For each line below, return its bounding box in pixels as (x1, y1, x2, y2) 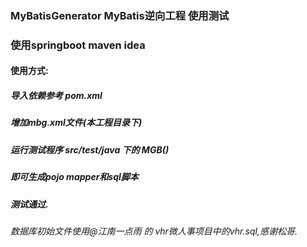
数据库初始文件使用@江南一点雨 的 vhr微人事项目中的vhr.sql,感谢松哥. (10, 225, 298, 237)
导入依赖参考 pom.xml (10, 90, 103, 102)
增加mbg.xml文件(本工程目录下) (10, 117, 143, 129)
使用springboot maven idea (10, 38, 146, 52)
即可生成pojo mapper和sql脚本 (10, 171, 139, 183)
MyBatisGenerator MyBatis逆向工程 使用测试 (10, 8, 230, 22)
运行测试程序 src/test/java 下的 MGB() (10, 143, 170, 156)
